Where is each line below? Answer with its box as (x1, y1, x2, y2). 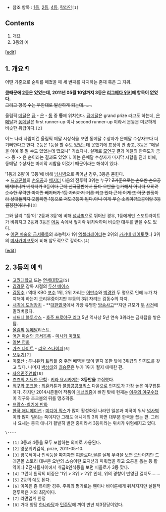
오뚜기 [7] (12, 352, 31, 358)
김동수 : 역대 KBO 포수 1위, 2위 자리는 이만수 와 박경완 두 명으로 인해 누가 (12, 290, 153, 296)
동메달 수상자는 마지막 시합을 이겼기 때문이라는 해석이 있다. (5, 160, 119, 166)
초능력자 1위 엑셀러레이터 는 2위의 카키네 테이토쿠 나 (54, 231, 153, 237)
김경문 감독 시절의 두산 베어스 (12, 283, 69, 290)
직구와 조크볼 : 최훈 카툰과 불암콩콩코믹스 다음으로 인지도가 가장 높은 (12, 383, 144, 389)
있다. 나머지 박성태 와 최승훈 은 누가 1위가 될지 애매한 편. (17, 364, 124, 370)
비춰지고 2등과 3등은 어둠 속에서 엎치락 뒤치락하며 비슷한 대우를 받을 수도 (10, 218, 152, 225)
